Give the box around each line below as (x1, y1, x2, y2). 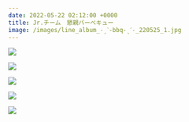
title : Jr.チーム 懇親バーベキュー (8, 19, 114, 27)
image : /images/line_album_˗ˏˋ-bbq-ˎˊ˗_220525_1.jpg (8, 26, 182, 34)
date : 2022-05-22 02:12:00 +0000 (8, 11, 118, 20)
